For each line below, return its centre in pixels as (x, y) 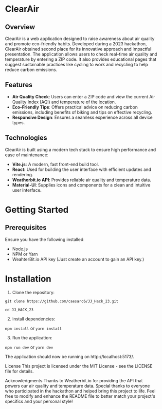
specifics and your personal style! (39, 401)
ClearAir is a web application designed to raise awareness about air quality (80, 38)
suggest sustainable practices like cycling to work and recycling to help (77, 65)
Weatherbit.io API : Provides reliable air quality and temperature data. (82, 180)
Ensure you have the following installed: (45, 239)
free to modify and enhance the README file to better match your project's (80, 396)
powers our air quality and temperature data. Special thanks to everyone (78, 386)
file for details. (19, 371)
